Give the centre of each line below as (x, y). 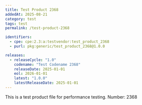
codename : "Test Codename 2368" (47, 64)
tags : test (16, 24)
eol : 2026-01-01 (31, 74)
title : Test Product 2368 (32, 10)
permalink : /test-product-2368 (37, 28)
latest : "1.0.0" (31, 78)
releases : (15, 55)
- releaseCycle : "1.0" (33, 60)
